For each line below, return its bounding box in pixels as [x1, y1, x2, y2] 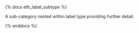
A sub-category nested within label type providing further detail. [5, 14, 135, 19]
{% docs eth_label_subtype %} [5, 4, 67, 10]
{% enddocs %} [5, 23, 38, 29]
